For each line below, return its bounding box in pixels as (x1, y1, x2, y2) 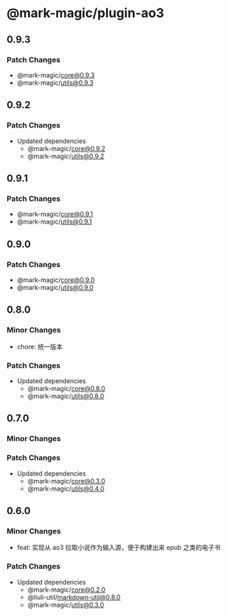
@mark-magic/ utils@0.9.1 (16, 217, 92, 226)
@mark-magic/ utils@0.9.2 (27, 152, 104, 160)
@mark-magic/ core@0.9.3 (16, 71, 95, 79)
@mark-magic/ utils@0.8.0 (27, 392, 104, 400)
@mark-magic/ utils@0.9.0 (16, 283, 94, 291)
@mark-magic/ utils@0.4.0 (27, 484, 104, 493)
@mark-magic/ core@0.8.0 (27, 384, 106, 392)
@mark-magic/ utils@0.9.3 (16, 78, 94, 87)
